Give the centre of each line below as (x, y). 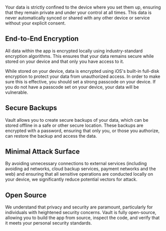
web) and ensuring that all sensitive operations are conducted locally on (79, 174)
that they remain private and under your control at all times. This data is (79, 12)
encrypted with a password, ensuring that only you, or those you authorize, (83, 130)
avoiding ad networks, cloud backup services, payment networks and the (81, 169)
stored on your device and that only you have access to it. (65, 61)
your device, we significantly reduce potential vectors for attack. (71, 180)
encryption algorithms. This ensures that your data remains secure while (80, 56)
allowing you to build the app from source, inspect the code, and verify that (83, 218)
